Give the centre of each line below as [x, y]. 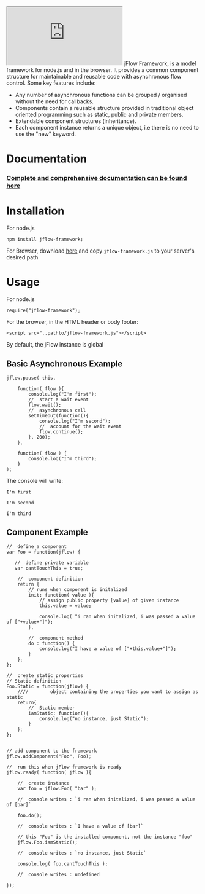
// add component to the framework [52, 751]
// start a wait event [58, 399]
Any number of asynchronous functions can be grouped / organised [101, 95]
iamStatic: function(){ [58, 713]
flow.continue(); [61, 432]
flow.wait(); [45, 405]
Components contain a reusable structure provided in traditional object [104, 108]
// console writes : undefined [58, 874]
